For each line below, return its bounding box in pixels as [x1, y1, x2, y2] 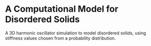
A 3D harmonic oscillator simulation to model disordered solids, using [5, 30, 147, 36]
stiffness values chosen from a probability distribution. [5, 35, 116, 41]
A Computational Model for [5, 3, 118, 15]
